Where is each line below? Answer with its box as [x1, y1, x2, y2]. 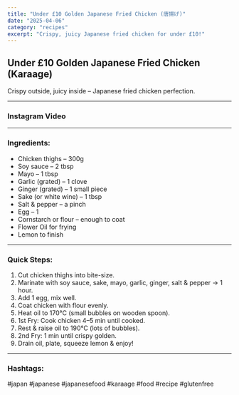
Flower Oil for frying [17, 222, 77, 231]
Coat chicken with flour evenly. [17, 301, 109, 309]
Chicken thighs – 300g [17, 154, 84, 163]
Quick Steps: [7, 255, 53, 265]
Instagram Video [7, 111, 66, 121]
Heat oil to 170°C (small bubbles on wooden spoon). [17, 308, 171, 317]
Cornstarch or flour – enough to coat [17, 215, 125, 223]
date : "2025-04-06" [7, 17, 65, 24]
